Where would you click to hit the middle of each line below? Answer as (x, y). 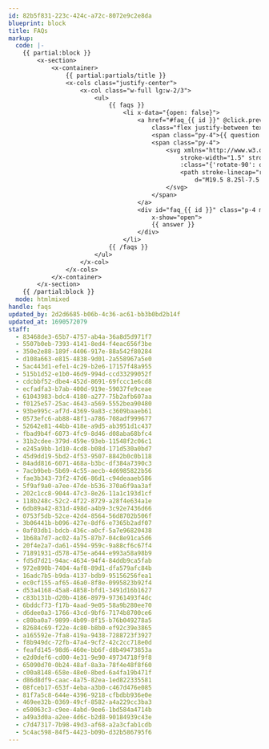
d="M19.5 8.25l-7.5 (227, 180)
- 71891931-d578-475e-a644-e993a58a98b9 (84, 553)
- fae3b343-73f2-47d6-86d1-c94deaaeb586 (84, 478)
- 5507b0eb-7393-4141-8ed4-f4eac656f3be (84, 344)
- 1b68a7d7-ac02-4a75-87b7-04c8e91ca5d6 (84, 539)
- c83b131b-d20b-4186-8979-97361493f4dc (84, 598)
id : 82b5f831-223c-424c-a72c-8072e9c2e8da (80, 16)
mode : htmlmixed (42, 299)
